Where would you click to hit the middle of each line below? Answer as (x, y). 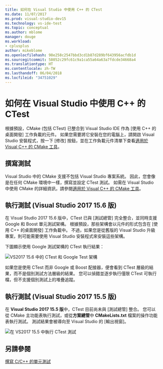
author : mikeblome (24, 50)
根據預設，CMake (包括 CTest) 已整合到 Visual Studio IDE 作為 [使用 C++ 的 (81, 128)
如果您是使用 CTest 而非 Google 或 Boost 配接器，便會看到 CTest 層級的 (77, 267)
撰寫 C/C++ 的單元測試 (28, 361)
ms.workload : (18, 42)
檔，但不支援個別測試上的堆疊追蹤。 (41, 280)
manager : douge (20, 37)
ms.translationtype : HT (29, 64)
